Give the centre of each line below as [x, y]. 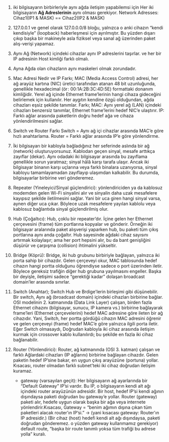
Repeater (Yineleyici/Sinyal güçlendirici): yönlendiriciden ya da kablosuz [88, 188]
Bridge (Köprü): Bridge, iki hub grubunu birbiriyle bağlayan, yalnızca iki [86, 255]
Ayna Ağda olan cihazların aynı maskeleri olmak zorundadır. [74, 68]
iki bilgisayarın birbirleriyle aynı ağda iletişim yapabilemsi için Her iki [83, 7]
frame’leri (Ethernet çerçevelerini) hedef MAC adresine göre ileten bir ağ [88, 313]
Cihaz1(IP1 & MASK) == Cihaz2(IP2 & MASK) [59, 18]
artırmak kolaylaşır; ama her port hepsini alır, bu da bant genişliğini [82, 240]
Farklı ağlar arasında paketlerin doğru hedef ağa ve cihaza [73, 116]
